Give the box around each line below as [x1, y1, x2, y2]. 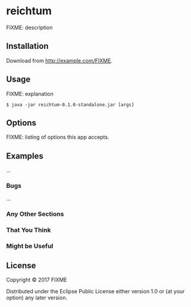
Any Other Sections [6, 210, 64, 218]
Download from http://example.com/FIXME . [6, 57, 113, 64]
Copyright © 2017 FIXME [6, 276, 67, 284]
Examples [6, 151, 43, 161]
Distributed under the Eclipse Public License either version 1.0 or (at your [6, 288, 185, 295]
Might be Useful [6, 242, 54, 250]
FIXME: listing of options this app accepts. [6, 134, 109, 141]
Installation [6, 41, 49, 51]
